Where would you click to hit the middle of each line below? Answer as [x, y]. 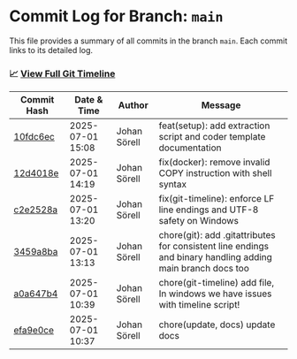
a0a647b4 [36, 294]
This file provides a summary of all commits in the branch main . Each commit [148, 41]
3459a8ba [36, 252]
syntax [173, 185]
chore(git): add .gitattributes [217, 235]
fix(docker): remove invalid [214, 163]
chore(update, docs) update [217, 325]
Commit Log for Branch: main [116, 16]
